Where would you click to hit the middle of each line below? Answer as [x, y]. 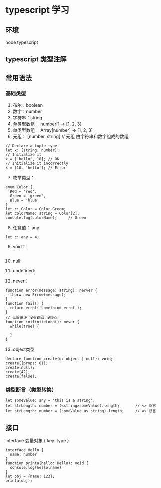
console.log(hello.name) [36, 468]
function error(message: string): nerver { [52, 291]
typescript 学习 [37, 10]
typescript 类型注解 [36, 60]
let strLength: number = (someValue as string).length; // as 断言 [81, 411]
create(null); [20, 368]
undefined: [24, 271]
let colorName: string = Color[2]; [43, 213]
